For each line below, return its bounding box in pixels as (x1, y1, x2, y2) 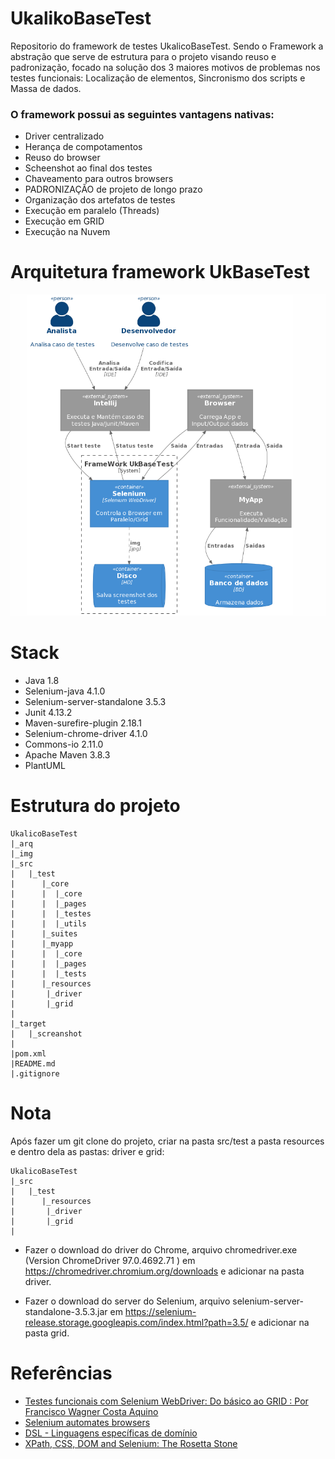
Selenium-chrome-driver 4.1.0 (24, 727, 148, 739)
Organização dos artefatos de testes (24, 194, 176, 206)
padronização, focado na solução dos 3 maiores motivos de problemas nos (10, 61, 321, 73)
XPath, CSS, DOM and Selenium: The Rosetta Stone (24, 1437, 238, 1449)
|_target (10, 1018, 47, 1029)
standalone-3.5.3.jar (24, 1305, 108, 1317)
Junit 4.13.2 (24, 706, 73, 718)
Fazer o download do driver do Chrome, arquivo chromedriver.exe (24, 1243, 298, 1256)
